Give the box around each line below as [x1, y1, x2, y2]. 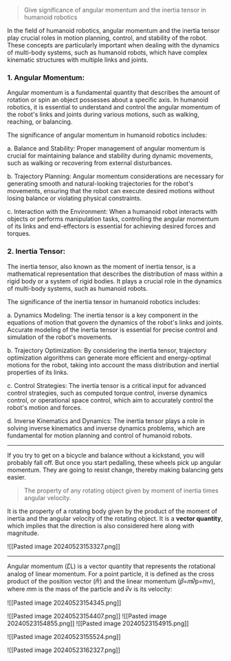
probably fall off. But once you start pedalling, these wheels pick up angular [7, 458, 221, 466]
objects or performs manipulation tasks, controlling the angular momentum [7, 215, 219, 223]
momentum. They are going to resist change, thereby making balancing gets [7, 466, 223, 474]
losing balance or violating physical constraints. [7, 194, 142, 202]
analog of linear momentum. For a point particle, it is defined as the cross [7, 570, 214, 578]
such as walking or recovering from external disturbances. [7, 159, 173, 167]
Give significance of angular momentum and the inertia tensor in [23, 6, 206, 14]
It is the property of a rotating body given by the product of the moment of [7, 507, 218, 515]
